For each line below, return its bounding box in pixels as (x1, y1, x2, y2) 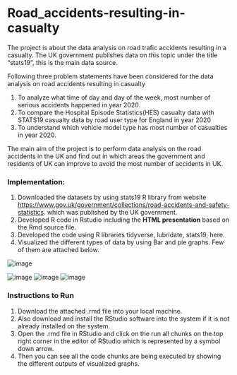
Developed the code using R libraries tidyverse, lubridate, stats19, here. (17, 231, 225, 239)
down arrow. (17, 344, 54, 352)
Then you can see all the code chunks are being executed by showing (17, 352, 221, 360)
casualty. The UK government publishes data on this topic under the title (7, 51, 218, 59)
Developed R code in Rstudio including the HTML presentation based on (17, 215, 230, 224)
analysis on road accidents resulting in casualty (7, 79, 146, 88)
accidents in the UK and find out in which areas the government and (7, 152, 205, 160)
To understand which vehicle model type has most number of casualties (17, 123, 228, 131)
